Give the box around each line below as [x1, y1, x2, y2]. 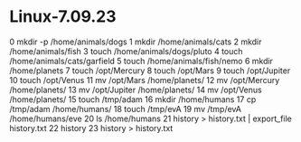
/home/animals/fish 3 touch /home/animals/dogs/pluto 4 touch [9, 45, 243, 56]
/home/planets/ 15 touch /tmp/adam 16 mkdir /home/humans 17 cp [9, 93, 257, 105]
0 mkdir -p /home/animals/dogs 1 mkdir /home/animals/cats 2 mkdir [9, 36, 262, 47]
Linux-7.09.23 [9, 6, 117, 27]
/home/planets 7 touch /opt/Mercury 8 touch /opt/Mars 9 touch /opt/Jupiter [9, 65, 291, 76]
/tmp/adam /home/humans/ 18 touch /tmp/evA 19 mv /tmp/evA [9, 103, 242, 114]
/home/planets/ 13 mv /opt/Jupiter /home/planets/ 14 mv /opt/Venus [9, 84, 262, 95]
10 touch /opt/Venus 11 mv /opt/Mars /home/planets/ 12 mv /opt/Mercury [9, 74, 280, 85]
